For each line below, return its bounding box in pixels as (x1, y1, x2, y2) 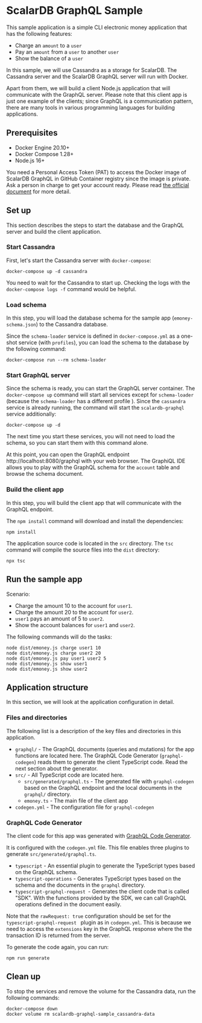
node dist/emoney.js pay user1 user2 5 (6, 655, 107, 662)
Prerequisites (6, 128, 58, 138)
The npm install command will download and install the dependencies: (6, 517, 184, 524)
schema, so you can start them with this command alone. (6, 439, 149, 447)
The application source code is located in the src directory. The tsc (6, 539, 174, 547)
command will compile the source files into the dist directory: (6, 546, 160, 553)
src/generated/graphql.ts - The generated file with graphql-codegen (24, 777, 194, 785)
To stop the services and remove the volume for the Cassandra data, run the (6, 987, 196, 995)
